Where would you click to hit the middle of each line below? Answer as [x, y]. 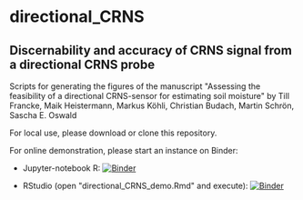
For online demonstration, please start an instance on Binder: [124, 150]
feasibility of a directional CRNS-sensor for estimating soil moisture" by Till [149, 96]
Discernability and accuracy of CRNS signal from [151, 50]
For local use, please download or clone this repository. [113, 133]
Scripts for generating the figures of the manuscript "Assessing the [135, 86]
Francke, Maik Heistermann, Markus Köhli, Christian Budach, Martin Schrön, [151, 105]
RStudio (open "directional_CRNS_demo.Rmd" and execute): [135, 185]
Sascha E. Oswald [43, 115]
